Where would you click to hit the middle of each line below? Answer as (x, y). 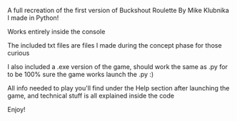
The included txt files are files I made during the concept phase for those (115, 45)
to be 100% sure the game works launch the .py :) (81, 74)
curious (19, 53)
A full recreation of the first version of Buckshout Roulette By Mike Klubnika (118, 10)
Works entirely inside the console (56, 32)
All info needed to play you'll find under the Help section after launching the (118, 88)
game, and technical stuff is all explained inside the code (91, 96)
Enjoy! (17, 109)
